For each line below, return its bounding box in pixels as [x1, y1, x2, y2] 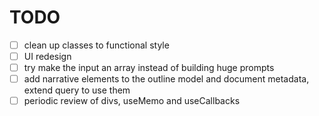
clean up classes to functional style [23, 39, 170, 51]
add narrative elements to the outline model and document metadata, [23, 73, 310, 85]
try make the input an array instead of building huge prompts [23, 62, 275, 74]
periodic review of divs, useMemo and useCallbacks [23, 95, 241, 107]
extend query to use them [23, 84, 131, 96]
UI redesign [23, 51, 72, 62]
